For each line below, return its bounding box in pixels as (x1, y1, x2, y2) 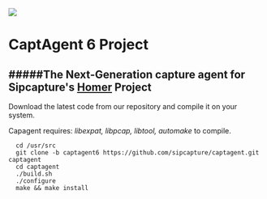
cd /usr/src (15, 142, 57, 150)
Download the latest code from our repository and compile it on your (8, 102, 238, 111)
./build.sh (15, 170, 53, 178)
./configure (15, 177, 57, 185)
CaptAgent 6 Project (8, 36, 149, 54)
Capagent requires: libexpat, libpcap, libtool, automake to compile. (8, 126, 231, 135)
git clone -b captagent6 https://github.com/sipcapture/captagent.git (15, 149, 260, 157)
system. (8, 110, 35, 120)
